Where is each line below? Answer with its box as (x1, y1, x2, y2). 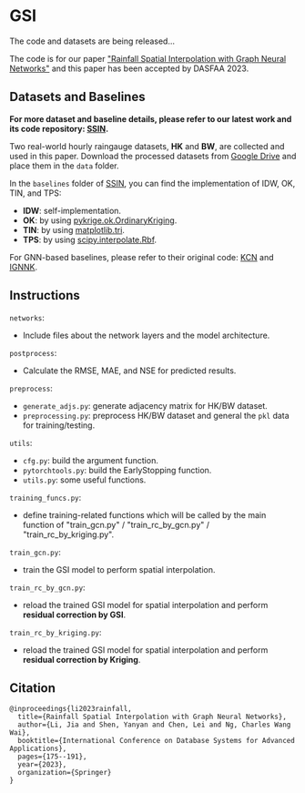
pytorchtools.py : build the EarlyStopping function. (22, 464, 212, 475)
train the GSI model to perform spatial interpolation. (22, 564, 216, 574)
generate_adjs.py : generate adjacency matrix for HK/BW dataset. (22, 400, 269, 411)
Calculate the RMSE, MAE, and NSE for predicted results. (22, 365, 237, 376)
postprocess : (9, 347, 57, 358)
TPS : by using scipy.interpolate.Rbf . (22, 234, 158, 245)
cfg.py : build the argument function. (22, 454, 159, 465)
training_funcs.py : (9, 492, 82, 503)
